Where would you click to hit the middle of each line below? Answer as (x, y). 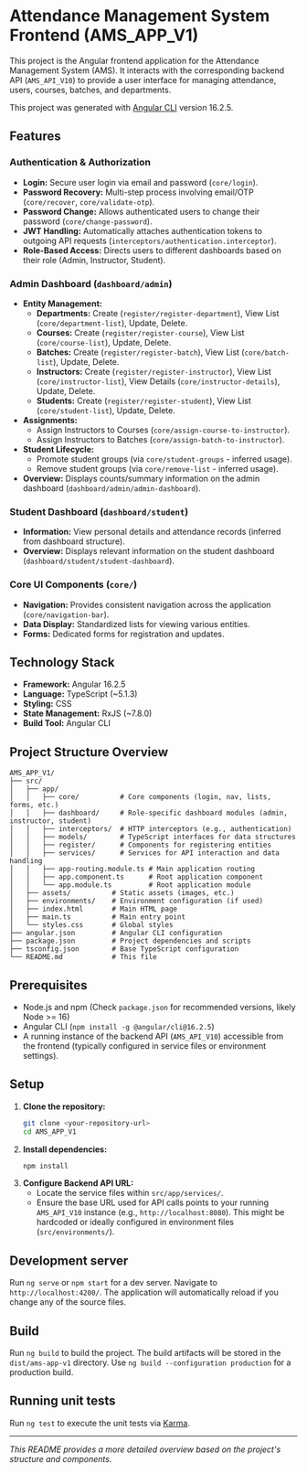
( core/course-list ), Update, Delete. (104, 342)
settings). (41, 1055)
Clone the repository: (64, 1106)
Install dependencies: (65, 1149)
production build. (42, 1372)
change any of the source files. (68, 1302)
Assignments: (50, 420)
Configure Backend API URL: (78, 1183)
